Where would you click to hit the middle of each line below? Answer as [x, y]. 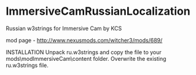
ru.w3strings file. [27, 65]
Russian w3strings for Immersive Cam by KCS [64, 28]
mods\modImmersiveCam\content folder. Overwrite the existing [86, 58]
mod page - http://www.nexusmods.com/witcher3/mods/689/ [84, 40]
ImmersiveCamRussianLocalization [98, 11]
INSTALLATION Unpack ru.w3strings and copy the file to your [84, 52]
